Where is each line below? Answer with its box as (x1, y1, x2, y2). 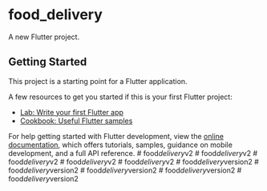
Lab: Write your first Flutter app (19, 107, 124, 117)
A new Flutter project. (8, 32, 80, 42)
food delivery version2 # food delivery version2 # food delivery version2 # (8, 165, 242, 175)
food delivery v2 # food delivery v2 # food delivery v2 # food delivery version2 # (8, 157, 259, 166)
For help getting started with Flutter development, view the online (8, 131, 225, 141)
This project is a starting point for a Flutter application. (8, 76, 188, 86)
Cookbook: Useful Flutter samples (19, 116, 133, 125)
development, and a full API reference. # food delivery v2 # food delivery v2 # (8, 148, 258, 157)
